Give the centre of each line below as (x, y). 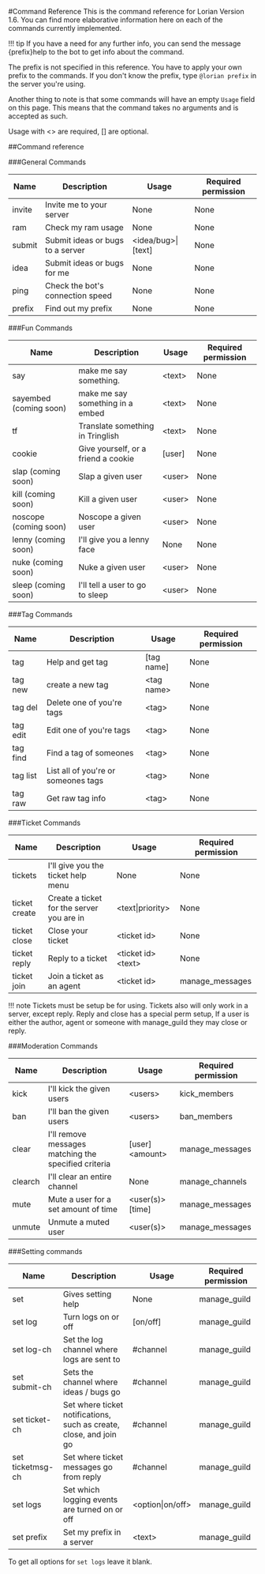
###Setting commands (45, 1251)
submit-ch (32, 1387)
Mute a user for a (80, 1199)
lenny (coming (39, 539)
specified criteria (79, 1164)
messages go (88, 1467)
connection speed (78, 296)
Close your (68, 930)
